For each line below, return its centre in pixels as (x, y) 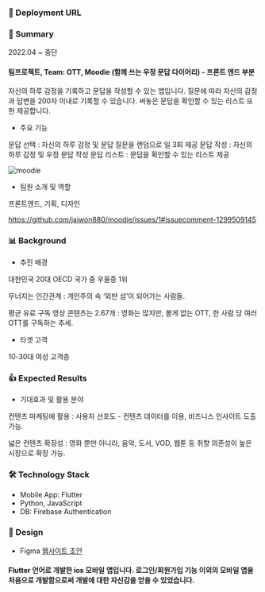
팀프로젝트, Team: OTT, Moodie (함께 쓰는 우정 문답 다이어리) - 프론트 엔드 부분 (132, 72)
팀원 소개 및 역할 (45, 187)
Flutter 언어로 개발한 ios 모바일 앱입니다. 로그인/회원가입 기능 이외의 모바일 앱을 (131, 571)
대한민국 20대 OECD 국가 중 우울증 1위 (68, 279)
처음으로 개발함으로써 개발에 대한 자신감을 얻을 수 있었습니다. (102, 580)
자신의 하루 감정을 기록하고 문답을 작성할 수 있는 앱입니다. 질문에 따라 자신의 (126, 91)
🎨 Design (26, 532)
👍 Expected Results (48, 378)
